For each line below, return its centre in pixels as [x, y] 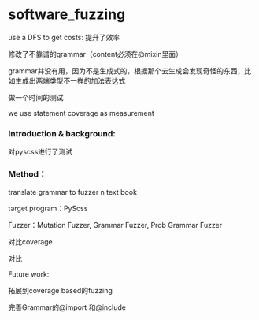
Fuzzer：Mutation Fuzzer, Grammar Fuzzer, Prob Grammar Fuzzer [115, 225]
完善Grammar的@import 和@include [67, 307]
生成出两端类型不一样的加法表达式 [70, 80]
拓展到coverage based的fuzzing [60, 290]
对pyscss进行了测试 [41, 152]
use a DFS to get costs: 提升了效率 [64, 37]
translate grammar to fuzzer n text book [73, 192]
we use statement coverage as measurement [81, 113]
